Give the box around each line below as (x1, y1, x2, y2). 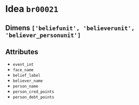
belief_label (12, 73, 41, 78)
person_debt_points (12, 95, 55, 100)
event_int (12, 62, 34, 67)
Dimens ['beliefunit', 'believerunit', (5, 24, 135, 32)
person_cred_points (12, 89, 55, 95)
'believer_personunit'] (5, 31, 81, 39)
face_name (12, 68, 34, 73)
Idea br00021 (5, 3, 59, 15)
